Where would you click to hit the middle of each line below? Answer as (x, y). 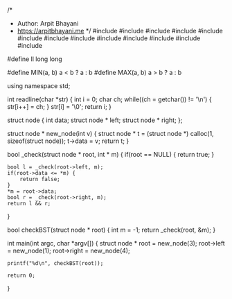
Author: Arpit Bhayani (48, 23)
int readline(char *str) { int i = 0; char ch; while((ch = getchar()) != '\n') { (110, 99)
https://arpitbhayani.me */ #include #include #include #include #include (120, 31)
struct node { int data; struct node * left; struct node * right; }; (95, 120)
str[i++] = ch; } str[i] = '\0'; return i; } (60, 106)
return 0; (21, 275)
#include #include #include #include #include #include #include (109, 38)
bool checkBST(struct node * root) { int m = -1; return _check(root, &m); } (111, 230)
